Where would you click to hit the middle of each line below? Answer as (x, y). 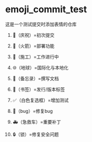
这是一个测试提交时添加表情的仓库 (41, 24)
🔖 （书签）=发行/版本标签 (39, 89)
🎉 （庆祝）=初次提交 (34, 35)
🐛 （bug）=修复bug (33, 111)
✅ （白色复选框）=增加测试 (40, 100)
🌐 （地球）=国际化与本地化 (40, 67)
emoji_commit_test (46, 9)
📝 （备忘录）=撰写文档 (36, 78)
